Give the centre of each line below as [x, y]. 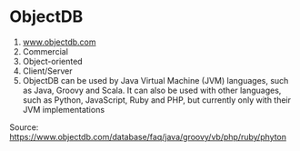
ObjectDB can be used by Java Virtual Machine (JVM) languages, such [155, 80]
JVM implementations [64, 109]
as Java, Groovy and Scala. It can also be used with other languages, [152, 90]
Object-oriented [53, 61]
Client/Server [47, 71]
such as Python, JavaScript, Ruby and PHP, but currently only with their [157, 100]
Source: [24, 127]
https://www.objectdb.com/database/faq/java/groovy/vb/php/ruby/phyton [148, 136]
